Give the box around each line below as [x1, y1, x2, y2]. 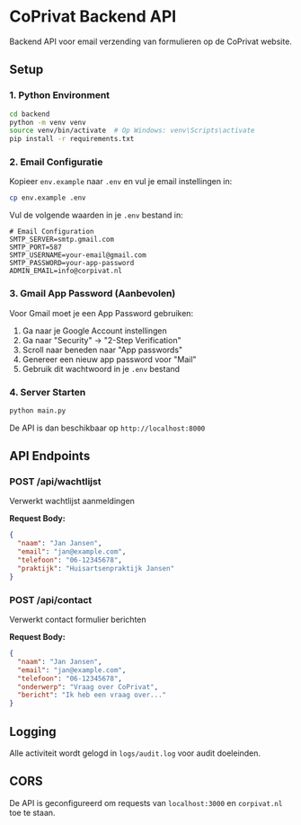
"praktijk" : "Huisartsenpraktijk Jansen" [17, 563, 175, 572]
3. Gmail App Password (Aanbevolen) [9, 288, 176, 300]
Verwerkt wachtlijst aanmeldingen [9, 496, 135, 507]
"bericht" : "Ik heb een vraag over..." [17, 690, 167, 700]
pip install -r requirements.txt [9, 135, 135, 144]
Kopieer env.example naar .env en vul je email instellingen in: [9, 176, 233, 187]
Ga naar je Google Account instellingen [22, 325, 168, 336]
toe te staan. [9, 807, 56, 818]
